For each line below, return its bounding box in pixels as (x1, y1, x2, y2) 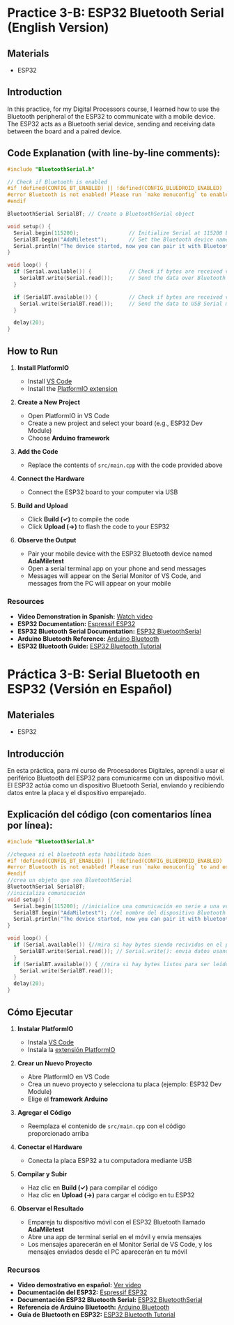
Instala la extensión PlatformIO (27, 1045, 116, 1053)
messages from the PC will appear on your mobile (27, 579, 171, 587)
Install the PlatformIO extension (27, 384, 118, 392)
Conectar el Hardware (17, 1143, 83, 1151)
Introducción (7, 748, 65, 760)
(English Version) (7, 20, 109, 36)
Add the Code (17, 447, 58, 455)
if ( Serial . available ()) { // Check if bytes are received (13, 268, 223, 275)
